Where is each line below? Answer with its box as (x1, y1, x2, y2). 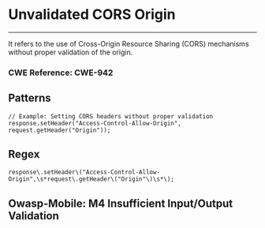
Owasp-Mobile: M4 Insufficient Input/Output (8, 196, 233, 210)
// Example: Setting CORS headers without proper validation (8, 112, 214, 120)
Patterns (8, 92, 51, 105)
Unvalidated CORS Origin (8, 6, 176, 24)
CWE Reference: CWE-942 (8, 67, 114, 78)
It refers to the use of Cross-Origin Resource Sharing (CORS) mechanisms (8, 39, 250, 48)
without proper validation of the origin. (8, 47, 133, 57)
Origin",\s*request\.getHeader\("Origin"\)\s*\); (8, 175, 175, 183)
